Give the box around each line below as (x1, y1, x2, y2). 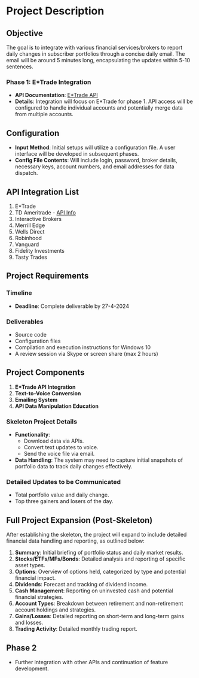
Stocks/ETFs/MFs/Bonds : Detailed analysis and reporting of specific (14, 555, 186, 562)
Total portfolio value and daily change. (14, 491, 109, 498)
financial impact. (14, 574, 56, 582)
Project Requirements (6, 271, 89, 281)
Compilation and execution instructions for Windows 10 (14, 343, 151, 351)
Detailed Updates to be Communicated (6, 477, 121, 486)
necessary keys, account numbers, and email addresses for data (14, 163, 174, 170)
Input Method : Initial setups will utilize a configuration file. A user (14, 144, 176, 151)
